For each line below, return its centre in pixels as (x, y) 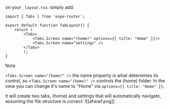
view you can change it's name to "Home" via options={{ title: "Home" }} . (85, 86)
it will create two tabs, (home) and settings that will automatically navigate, (83, 96)
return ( (24, 30)
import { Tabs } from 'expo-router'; (45, 17)
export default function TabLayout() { (47, 25)
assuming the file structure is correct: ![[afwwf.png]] (60, 101)
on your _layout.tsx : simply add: (40, 7)
